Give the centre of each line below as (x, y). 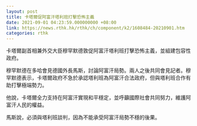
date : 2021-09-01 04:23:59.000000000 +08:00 (61, 22)
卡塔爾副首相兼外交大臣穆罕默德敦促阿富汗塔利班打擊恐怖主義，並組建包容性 (98, 51)
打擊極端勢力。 (29, 85)
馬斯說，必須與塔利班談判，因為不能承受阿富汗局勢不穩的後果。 (83, 117)
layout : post (22, 11)
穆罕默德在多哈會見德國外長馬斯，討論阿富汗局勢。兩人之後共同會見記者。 (96, 70)
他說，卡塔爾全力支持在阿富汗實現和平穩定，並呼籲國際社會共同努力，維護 (96, 98)
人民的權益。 (32, 105)
